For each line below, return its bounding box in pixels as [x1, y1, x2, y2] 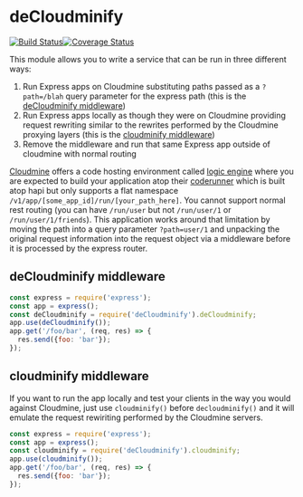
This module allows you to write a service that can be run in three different [9, 53, 287, 64]
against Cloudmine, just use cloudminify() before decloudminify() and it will [9, 402, 295, 413]
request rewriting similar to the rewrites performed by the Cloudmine [22, 119, 279, 130]
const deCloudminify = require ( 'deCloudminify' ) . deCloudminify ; [9, 310, 257, 319]
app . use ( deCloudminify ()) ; [9, 319, 111, 328]
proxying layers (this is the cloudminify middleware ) [22, 129, 215, 139]
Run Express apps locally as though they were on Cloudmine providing [22, 110, 287, 120]
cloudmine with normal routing [22, 148, 137, 159]
